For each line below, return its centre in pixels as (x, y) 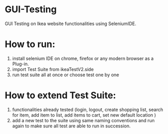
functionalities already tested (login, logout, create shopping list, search (88, 109)
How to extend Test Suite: (61, 95)
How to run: (30, 44)
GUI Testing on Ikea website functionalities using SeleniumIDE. (70, 24)
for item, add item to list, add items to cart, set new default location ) (84, 115)
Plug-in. (20, 64)
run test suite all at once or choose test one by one (66, 75)
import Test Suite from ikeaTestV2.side (53, 69)
